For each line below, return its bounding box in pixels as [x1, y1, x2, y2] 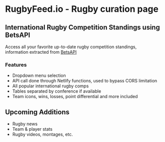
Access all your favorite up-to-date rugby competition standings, [5, 44, 137, 50]
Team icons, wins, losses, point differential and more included [12, 94, 138, 100]
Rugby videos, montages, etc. [12, 132, 73, 138]
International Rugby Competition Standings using [5, 23, 160, 32]
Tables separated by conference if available [12, 88, 101, 94]
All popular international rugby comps [12, 83, 89, 89]
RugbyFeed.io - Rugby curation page [5, 3, 159, 15]
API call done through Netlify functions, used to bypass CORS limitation [12, 78, 158, 84]
